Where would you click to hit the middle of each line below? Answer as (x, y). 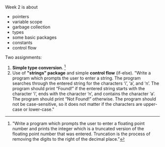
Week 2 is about (21, 7)
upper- (150, 104)
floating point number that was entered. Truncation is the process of (81, 134)
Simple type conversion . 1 (39, 67)
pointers (21, 16)
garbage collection (31, 27)
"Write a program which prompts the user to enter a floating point (78, 123)
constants (22, 43)
